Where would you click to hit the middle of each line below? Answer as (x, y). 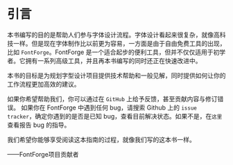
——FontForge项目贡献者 (43, 154)
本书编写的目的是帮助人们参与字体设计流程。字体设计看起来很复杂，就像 (110, 35)
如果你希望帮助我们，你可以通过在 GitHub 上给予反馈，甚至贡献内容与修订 (112, 98)
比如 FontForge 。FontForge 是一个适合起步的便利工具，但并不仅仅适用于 (110, 52)
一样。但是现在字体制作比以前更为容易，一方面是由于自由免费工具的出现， (119, 43)
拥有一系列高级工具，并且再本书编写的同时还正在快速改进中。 (113, 60)
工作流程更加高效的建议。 (44, 84)
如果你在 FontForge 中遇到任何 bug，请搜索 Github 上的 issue (109, 107)
